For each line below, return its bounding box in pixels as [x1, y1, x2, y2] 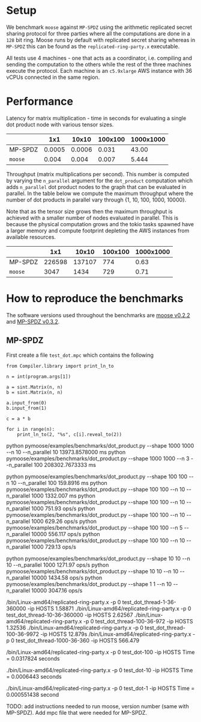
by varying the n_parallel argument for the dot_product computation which [6, 177, 193, 184]
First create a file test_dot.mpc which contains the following [6, 351, 154, 359]
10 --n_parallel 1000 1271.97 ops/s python [6, 561, 109, 569]
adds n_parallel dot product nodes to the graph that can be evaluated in [6, 183, 187, 190]
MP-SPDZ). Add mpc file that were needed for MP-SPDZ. [6, 709, 148, 716]
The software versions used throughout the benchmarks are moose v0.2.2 [6, 311, 190, 319]
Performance [6, 94, 74, 108]
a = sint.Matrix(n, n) [6, 384, 63, 390]
